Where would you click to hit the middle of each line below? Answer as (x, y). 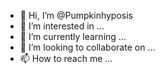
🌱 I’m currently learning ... (73, 36)
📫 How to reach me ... (66, 58)
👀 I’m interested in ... (62, 26)
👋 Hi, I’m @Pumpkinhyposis (76, 15)
